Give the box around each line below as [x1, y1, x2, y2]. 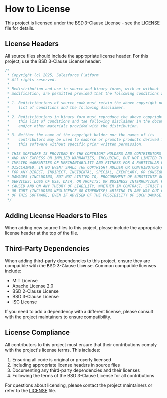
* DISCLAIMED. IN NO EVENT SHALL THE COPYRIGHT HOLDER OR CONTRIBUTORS [7, 165, 159, 170]
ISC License [12, 299, 37, 305]
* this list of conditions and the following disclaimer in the [7, 119, 150, 124]
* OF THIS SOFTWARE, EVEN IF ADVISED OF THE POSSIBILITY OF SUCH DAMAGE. [7, 193, 164, 198]
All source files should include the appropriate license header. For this [5, 53, 148, 59]
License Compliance [5, 328, 70, 337]
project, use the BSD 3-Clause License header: [5, 58, 102, 64]
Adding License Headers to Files [5, 211, 108, 220]
